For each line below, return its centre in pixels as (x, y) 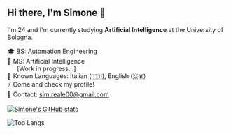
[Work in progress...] (46, 68)
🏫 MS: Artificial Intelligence (46, 61)
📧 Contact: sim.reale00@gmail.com (58, 94)
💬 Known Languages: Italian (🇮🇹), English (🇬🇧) (77, 76)
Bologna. (20, 37)
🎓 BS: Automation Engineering (52, 51)
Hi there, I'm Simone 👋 (57, 13)
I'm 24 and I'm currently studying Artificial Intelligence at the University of (115, 29)
